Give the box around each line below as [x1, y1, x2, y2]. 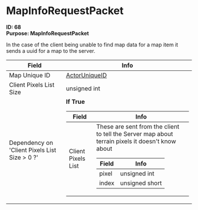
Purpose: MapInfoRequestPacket [6, 29, 90, 36]
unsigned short [120, 179, 162, 187]
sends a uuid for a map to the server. [6, 47, 95, 54]
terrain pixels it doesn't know [96, 137, 176, 145]
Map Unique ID [9, 71, 51, 79]
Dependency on [9, 138, 54, 147]
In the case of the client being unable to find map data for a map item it [6, 41, 179, 48]
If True [65, 97, 85, 106]
